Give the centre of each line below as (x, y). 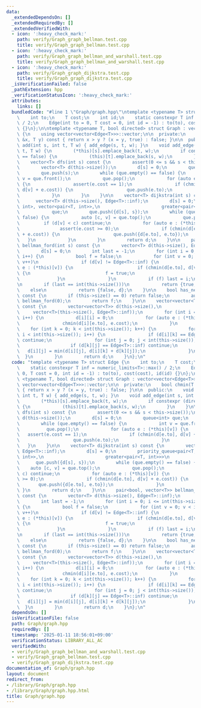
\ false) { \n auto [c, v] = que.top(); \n (84, 218)
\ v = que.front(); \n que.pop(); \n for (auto (104, 179)
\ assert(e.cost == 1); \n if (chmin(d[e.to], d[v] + (107, 434)
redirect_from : (25, 679)
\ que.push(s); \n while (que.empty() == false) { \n (101, 173)
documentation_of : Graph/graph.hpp (51, 669)
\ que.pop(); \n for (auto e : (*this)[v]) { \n (103, 429)
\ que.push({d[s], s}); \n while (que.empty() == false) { (107, 462)
